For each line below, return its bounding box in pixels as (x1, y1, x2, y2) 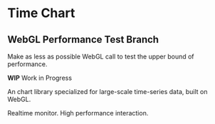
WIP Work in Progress (7, 73, 73, 82)
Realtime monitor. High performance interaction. (7, 109, 149, 117)
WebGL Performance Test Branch (7, 33, 159, 46)
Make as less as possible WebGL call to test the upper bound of (7, 52, 194, 61)
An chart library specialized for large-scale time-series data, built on (7, 88, 208, 95)
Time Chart (7, 5, 75, 21)
